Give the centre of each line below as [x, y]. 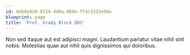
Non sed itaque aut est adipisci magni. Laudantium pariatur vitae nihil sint [95, 40]
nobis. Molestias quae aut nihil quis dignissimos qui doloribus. [81, 46]
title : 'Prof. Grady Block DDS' [45, 22]
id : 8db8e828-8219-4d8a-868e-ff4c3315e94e [59, 12]
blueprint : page [25, 17]
